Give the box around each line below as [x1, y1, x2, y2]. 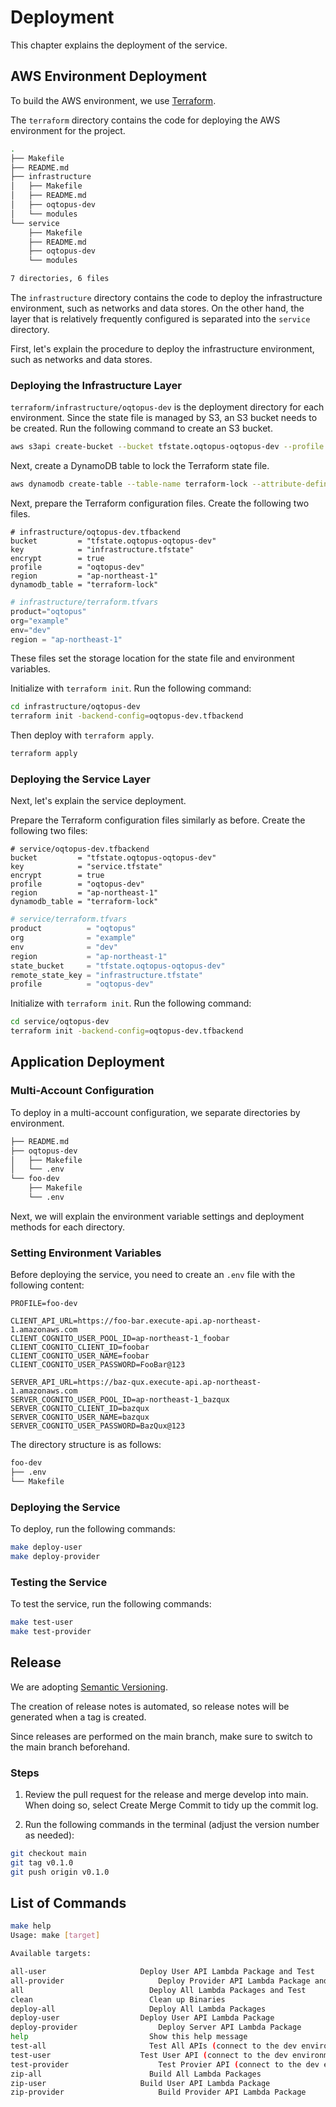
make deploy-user [10, 1542, 83, 1553]
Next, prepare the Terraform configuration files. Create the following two [10, 497, 310, 510]
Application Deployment [10, 1054, 165, 1071]
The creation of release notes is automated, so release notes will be [10, 1700, 290, 1712]
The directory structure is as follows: [10, 1439, 162, 1451]
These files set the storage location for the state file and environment [10, 652, 295, 665]
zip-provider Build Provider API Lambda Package [10, 2087, 307, 2098]
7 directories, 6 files [10, 274, 110, 284]
